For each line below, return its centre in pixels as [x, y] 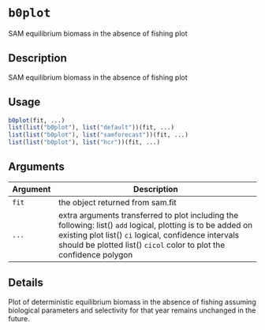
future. [19, 318]
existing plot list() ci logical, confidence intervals [149, 234]
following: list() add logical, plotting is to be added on [156, 225]
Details [26, 283]
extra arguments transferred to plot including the [149, 215]
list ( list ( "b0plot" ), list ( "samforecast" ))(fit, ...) [99, 135]
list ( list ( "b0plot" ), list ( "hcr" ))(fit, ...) [84, 142]
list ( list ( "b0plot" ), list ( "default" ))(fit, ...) [91, 128]
